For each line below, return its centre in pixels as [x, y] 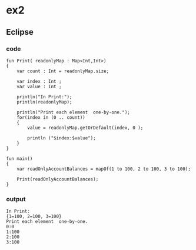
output [16, 199]
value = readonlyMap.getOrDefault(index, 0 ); [85, 128]
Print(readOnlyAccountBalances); [58, 179]
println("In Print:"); [44, 97]
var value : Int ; [39, 86]
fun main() [19, 159]
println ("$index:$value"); [62, 138]
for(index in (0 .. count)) [51, 117]
